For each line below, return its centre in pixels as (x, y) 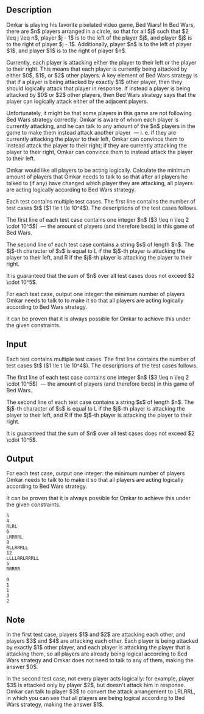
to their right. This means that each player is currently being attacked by (97, 69)
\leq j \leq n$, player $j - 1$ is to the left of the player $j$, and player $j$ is (99, 37)
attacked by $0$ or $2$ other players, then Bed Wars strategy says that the (101, 94)
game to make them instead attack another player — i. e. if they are (91, 132)
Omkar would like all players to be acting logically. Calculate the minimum (98, 170)
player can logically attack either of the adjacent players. (77, 101)
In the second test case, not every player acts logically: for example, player (100, 679)
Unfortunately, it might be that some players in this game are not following (99, 113)
